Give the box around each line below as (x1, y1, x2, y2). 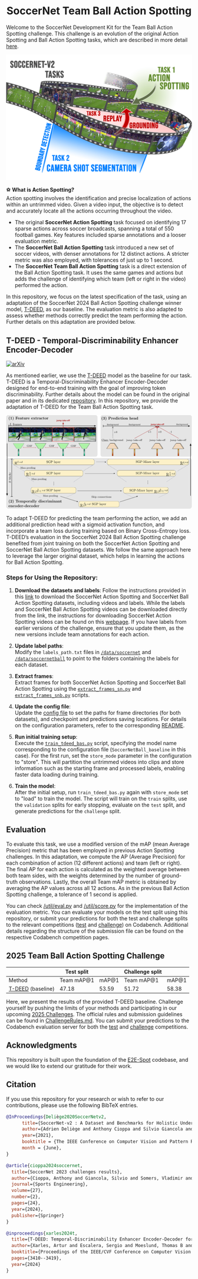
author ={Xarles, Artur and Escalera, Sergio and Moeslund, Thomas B (11, 1243, 183, 1249)
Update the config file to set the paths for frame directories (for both (14, 709, 181, 716)
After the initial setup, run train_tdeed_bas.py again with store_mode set (14, 788, 189, 795)
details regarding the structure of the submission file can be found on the (6, 927, 184, 935)
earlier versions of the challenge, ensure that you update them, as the (14, 624, 184, 632)
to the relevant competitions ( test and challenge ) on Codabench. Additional (6, 921, 189, 928)
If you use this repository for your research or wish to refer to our (6, 1095, 164, 1102)
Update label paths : (14, 642, 64, 649)
